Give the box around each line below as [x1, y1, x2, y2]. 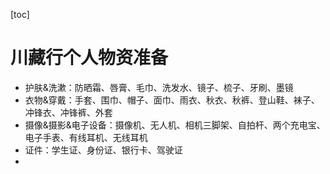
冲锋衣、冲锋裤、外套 [24, 106, 113, 118]
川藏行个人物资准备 [10, 47, 169, 69]
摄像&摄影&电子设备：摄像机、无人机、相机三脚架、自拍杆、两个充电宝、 [24, 119, 326, 131]
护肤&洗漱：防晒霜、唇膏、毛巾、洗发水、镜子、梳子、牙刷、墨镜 [24, 81, 294, 93]
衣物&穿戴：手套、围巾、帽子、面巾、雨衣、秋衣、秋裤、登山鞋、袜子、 [24, 94, 320, 106]
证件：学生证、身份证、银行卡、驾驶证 [24, 144, 183, 156]
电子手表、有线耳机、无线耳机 [24, 131, 148, 143]
